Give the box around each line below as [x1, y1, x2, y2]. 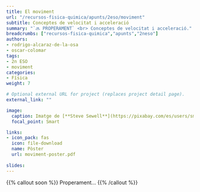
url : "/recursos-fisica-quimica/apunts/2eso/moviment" [6, 14, 145, 20]
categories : [6, 70, 36, 75]
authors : [6, 36, 28, 42]
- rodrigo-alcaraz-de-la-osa [6, 42, 79, 48]
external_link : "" [6, 97, 52, 103]
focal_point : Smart [11, 118, 60, 125]
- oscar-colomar [6, 48, 46, 53]
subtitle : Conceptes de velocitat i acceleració [6, 20, 129, 26]
